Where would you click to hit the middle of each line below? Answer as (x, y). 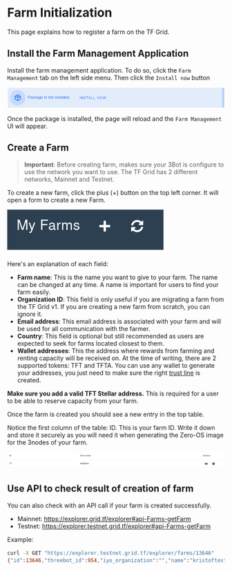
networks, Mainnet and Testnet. (69, 179)
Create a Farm (38, 148)
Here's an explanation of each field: (58, 263)
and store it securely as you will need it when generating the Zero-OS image (116, 435)
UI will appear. (28, 126)
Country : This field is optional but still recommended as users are (110, 336)
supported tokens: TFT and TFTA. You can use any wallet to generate (116, 365)
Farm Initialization (60, 13)
